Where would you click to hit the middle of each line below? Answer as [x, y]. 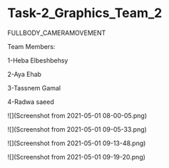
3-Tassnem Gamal [34, 88]
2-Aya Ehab [24, 74]
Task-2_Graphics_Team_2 [85, 13]
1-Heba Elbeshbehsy [38, 60]
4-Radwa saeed [31, 102]
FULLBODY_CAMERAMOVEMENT [57, 33]
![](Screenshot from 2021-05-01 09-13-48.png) [77, 143]
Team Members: [31, 46]
